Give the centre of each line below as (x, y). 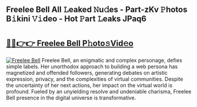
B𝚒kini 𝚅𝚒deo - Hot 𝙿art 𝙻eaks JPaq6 (76, 19)
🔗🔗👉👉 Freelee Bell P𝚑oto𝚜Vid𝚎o (70, 43)
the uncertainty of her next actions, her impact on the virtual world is (89, 85)
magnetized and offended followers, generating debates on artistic (87, 73)
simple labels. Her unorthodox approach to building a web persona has (92, 66)
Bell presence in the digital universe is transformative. (71, 98)
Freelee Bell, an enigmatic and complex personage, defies (112, 60)
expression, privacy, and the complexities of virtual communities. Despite (95, 79)
